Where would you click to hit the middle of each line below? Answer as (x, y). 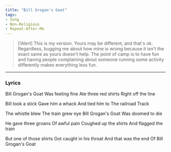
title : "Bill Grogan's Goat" (36, 10)
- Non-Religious (22, 24)
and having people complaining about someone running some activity (91, 59)
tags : (11, 15)
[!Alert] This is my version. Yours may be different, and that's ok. (85, 43)
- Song (12, 19)
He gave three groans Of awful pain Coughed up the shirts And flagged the (84, 124)
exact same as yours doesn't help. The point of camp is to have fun (88, 54)
